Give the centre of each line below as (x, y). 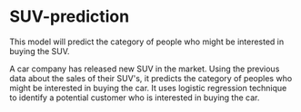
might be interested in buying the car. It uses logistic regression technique (148, 88)
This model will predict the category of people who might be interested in (147, 42)
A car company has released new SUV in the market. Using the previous (145, 69)
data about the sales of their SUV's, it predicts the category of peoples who (151, 78)
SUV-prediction (70, 17)
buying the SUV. (40, 51)
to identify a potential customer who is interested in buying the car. (135, 98)
